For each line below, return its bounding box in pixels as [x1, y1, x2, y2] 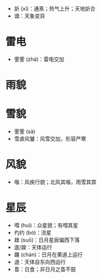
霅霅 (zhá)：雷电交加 [13, 55, 64, 63]
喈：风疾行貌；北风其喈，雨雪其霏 [13, 178, 97, 185]
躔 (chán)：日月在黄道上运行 [13, 251, 83, 258]
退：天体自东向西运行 [13, 258, 66, 265]
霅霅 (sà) [13, 128, 36, 135]
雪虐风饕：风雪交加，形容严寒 [13, 135, 86, 143]
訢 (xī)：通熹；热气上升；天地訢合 [13, 5, 96, 12]
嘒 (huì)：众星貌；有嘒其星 [13, 222, 79, 229]
